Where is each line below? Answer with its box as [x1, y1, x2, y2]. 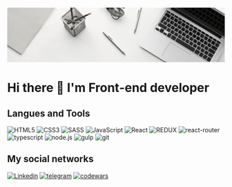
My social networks [7, 153, 94, 165]
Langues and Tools [7, 107, 90, 119]
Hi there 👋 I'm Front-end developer [7, 80, 209, 96]
